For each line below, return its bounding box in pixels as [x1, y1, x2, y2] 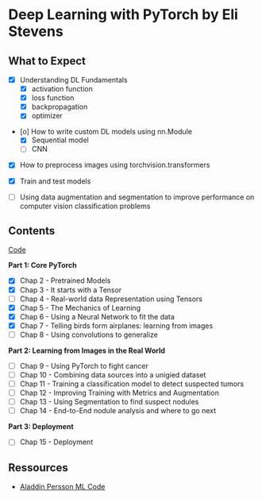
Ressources [8, 461, 69, 474]
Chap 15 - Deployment [19, 437, 94, 447]
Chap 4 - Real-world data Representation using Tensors [19, 294, 203, 304]
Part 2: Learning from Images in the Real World [8, 346, 165, 355]
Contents [8, 224, 56, 238]
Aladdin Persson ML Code [19, 482, 106, 492]
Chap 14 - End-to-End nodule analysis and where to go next [19, 406, 217, 416]
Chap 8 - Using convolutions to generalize [19, 330, 159, 339]
